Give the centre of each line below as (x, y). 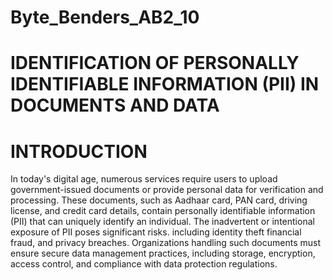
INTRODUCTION (79, 151)
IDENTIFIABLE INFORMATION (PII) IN (165, 84)
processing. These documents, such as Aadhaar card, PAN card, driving (159, 200)
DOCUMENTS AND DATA (115, 105)
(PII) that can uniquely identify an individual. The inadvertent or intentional (162, 222)
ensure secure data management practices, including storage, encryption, (163, 253)
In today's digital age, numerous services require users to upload (144, 179)
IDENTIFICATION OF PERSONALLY (155, 63)
